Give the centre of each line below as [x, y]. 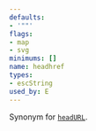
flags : [21, 34]
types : [21, 75]
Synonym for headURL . [48, 117]
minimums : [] [33, 58]
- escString [31, 83]
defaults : [27, 17]
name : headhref [37, 67]
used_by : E [29, 91]
